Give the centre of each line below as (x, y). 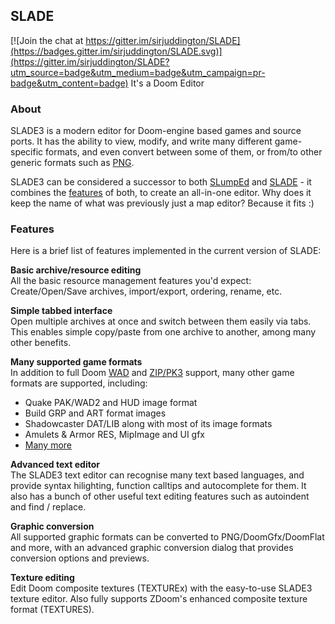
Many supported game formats (76, 362)
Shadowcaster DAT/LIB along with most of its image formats (148, 424)
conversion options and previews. (80, 558)
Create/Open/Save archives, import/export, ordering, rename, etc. (146, 291)
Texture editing (42, 578)
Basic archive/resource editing (76, 270)
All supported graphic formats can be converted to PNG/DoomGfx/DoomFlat (167, 537)
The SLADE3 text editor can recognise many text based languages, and (157, 475)
